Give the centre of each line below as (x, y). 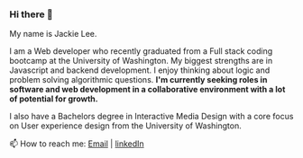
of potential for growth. (54, 99)
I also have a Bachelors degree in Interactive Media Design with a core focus (151, 117)
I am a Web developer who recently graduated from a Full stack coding (141, 51)
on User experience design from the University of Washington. (125, 126)
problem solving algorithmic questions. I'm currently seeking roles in (138, 80)
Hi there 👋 (32, 14)
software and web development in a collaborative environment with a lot (147, 90)
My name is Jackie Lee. (53, 34)
